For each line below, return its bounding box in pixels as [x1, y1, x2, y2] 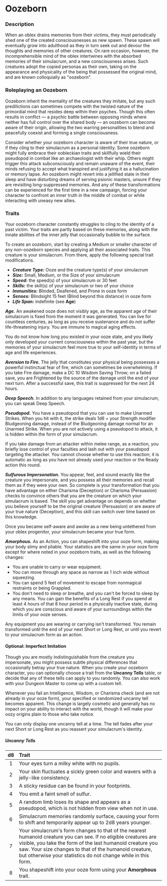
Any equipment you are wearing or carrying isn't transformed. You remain [5, 621, 157, 627]
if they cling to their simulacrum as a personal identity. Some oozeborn [5, 145, 150, 151]
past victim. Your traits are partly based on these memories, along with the [5, 227, 158, 233]
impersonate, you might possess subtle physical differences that [5, 659, 138, 665]
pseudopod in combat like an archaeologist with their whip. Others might [5, 155, 154, 161]
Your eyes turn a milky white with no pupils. [19, 760, 120, 767]
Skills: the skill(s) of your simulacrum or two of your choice [12, 283, 134, 289]
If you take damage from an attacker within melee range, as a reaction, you [5, 441, 159, 447]
